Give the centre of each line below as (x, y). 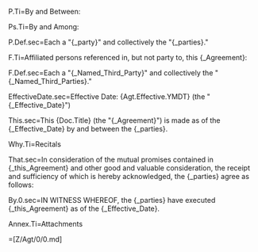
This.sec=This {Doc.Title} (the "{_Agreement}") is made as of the (114, 120)
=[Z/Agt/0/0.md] (35, 239)
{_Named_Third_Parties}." (50, 81)
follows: (21, 185)
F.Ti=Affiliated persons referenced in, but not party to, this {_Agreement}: (128, 57)
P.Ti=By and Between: (44, 11)
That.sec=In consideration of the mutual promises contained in (111, 159)
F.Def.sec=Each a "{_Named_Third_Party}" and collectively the (111, 73)
